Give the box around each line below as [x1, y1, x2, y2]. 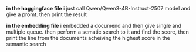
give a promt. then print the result [6, 11, 87, 18]
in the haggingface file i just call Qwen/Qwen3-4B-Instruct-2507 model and [6, 5, 191, 12]
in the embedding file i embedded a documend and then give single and [6, 23, 182, 29]
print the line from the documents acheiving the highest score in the [6, 35, 170, 41]
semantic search [6, 40, 46, 47]
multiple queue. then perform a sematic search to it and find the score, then [6, 28, 189, 35]
